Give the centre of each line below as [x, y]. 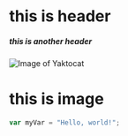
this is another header [51, 41]
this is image [56, 99]
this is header [60, 16]
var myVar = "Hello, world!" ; [65, 123]
